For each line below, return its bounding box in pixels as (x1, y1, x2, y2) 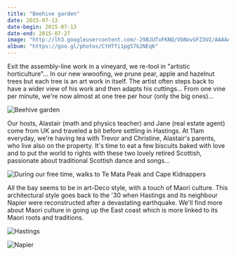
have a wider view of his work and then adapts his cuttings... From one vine (7, 85, 226, 93)
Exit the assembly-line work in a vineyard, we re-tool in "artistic (7, 62, 191, 70)
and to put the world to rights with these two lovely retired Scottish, (7, 149, 202, 157)
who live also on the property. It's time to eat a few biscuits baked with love (7, 142, 225, 149)
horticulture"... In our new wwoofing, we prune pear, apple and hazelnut (7, 69, 215, 78)
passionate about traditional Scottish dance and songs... (7, 156, 171, 165)
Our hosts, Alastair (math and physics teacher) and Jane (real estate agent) (7, 119, 225, 127)
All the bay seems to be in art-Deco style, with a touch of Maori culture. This (7, 184, 228, 191)
